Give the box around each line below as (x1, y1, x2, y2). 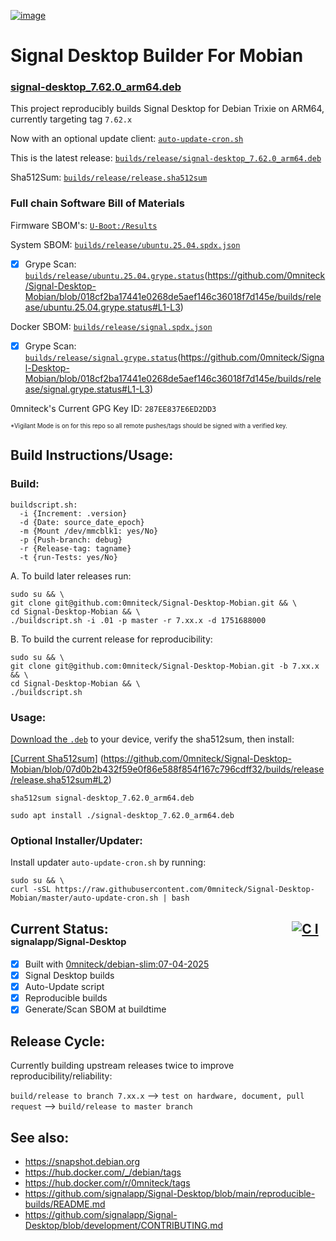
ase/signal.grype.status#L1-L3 (24, 383, 150, 395)
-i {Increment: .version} (19, 508, 128, 519)
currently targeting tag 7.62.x (10, 113, 133, 125)
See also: (10, 1129, 70, 1146)
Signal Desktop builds (24, 970, 115, 982)
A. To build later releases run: (10, 570, 132, 582)
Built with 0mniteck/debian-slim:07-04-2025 (24, 958, 210, 970)
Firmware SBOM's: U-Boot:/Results (10, 219, 158, 231)
